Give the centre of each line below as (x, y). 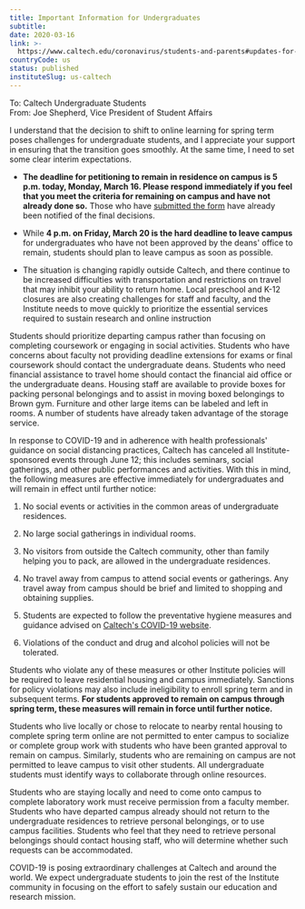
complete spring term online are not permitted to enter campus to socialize (149, 735)
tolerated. (40, 652)
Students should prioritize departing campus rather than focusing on (138, 335)
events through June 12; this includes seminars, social (152, 459)
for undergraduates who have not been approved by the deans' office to (157, 243)
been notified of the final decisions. (89, 215)
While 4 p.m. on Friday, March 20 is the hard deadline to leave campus (157, 233)
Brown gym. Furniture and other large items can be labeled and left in (139, 403)
